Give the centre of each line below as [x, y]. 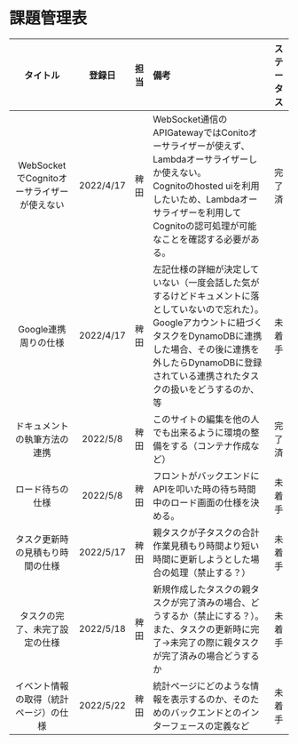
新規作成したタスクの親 [201, 589]
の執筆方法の [42, 439]
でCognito [38, 178]
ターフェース [179, 725]
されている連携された [197, 376]
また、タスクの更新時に [201, 629]
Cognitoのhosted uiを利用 [206, 186]
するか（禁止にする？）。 [212, 616]
